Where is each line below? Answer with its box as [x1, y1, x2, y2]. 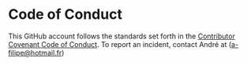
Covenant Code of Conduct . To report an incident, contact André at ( [8, 39, 232, 49]
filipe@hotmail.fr [8, 48, 62, 57]
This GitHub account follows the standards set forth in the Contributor [8, 31, 235, 41]
